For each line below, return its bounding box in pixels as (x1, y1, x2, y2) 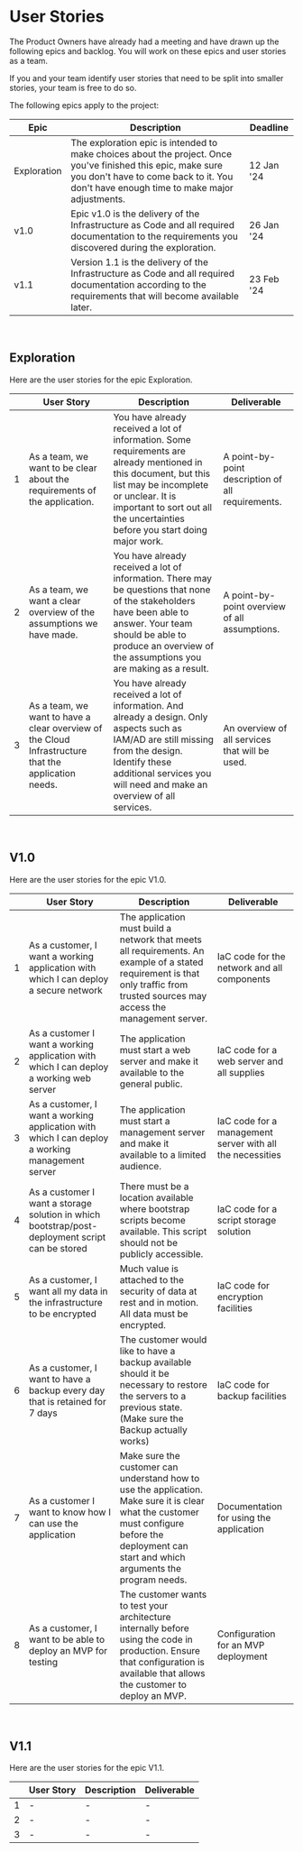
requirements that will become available (70, 289, 239, 302)
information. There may (113, 572, 212, 584)
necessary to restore (119, 1378, 207, 1390)
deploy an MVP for (28, 1644, 108, 1656)
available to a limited (119, 1148, 207, 1160)
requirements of (28, 484, 96, 497)
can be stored (28, 1242, 87, 1254)
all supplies (216, 1066, 265, 1078)
